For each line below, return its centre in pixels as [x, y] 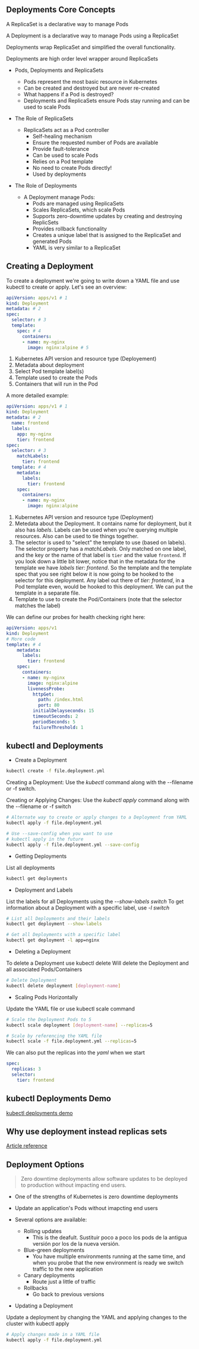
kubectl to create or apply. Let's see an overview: [67, 287]
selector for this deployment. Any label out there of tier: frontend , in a [99, 580]
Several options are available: [51, 1220]
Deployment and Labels [44, 890]
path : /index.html [61, 700]
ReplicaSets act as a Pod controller [66, 129]
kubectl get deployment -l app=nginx [53, 940]
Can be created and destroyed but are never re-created [92, 88]
